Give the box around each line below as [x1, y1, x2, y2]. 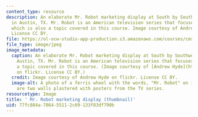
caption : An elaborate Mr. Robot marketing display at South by [11, 53, 173, 58]
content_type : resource [6, 8, 65, 15]
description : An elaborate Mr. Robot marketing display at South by [6, 14, 178, 20]
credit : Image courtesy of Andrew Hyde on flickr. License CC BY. [11, 74, 178, 80]
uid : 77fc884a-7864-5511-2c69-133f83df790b [6, 102, 115, 108]
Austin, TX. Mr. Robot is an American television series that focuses [16, 58, 194, 64]
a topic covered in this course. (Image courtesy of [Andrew [16, 63, 170, 70]
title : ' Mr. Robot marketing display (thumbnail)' [6, 96, 136, 102]
